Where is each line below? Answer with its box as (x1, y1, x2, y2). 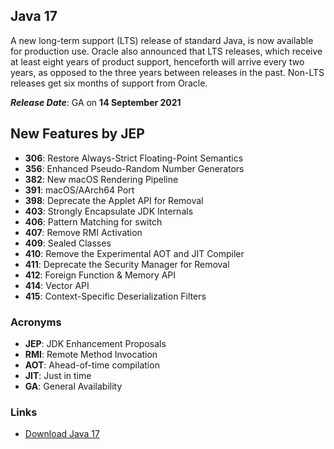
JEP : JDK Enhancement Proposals (24, 337, 167, 349)
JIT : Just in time (24, 369, 92, 381)
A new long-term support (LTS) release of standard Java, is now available (10, 34, 314, 46)
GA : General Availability (24, 380, 123, 392)
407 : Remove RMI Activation (24, 226, 143, 238)
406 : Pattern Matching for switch (24, 215, 163, 228)
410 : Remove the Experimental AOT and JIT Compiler (24, 247, 245, 259)
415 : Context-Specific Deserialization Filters (24, 290, 207, 302)
